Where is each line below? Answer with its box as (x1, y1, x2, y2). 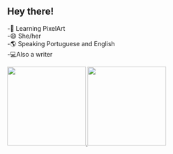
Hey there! (7, 6, 54, 17)
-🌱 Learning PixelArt (7, 24, 66, 32)
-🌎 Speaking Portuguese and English (7, 39, 115, 48)
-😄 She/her (7, 31, 42, 40)
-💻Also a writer (7, 50, 53, 58)
